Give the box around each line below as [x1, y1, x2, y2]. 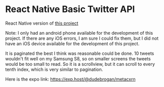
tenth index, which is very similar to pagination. [5, 66, 103, 72]
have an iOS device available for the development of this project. [5, 40, 140, 46]
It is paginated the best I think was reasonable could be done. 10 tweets [5, 50, 154, 56]
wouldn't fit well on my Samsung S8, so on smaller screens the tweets [5, 55, 151, 61]
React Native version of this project [5, 20, 79, 26]
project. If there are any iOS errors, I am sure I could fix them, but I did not [5, 35, 159, 41]
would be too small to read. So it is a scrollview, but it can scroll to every [5, 61, 155, 67]
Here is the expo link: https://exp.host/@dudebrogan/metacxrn [5, 76, 136, 82]
